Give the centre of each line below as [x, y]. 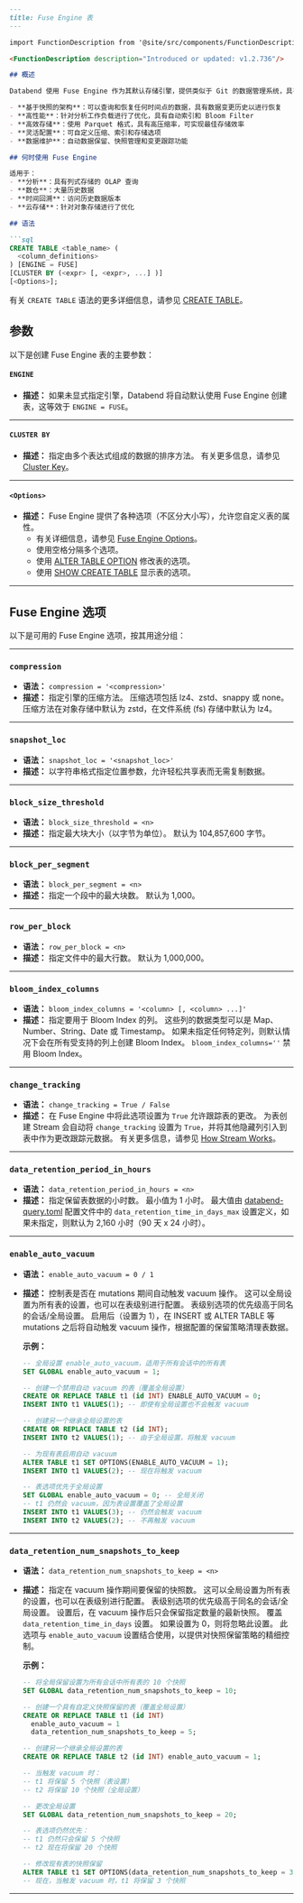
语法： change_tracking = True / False [96, 1105]
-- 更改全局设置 [49, 1806]
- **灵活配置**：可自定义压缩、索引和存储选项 [85, 133]
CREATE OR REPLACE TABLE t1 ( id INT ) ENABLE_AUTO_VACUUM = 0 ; [142, 1396]
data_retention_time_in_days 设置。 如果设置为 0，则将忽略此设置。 [150, 1623]
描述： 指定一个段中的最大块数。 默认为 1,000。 [111, 896]
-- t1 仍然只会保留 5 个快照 [71, 1839]
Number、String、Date [65, 1031]
